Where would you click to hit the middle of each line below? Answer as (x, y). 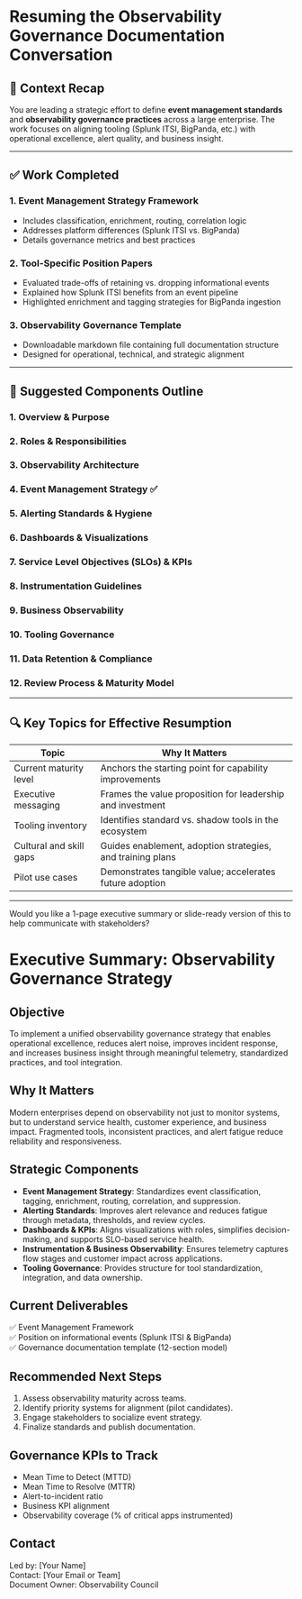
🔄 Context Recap (57, 88)
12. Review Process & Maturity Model (92, 682)
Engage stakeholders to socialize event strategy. (112, 1418)
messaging (37, 805)
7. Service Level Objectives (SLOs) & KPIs (101, 562)
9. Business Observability (67, 610)
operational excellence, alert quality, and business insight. (117, 138)
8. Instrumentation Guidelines (75, 586)
